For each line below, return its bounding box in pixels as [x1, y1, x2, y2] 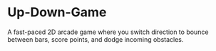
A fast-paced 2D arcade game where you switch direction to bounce [7, 28, 209, 36]
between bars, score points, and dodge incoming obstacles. [7, 35, 184, 43]
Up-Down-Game [7, 4, 107, 21]
